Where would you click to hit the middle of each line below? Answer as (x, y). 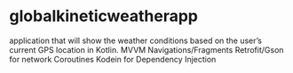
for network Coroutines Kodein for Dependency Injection (113, 59)
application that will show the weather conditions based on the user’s (135, 40)
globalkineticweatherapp (103, 16)
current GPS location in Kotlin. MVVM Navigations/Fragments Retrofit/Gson (146, 49)
